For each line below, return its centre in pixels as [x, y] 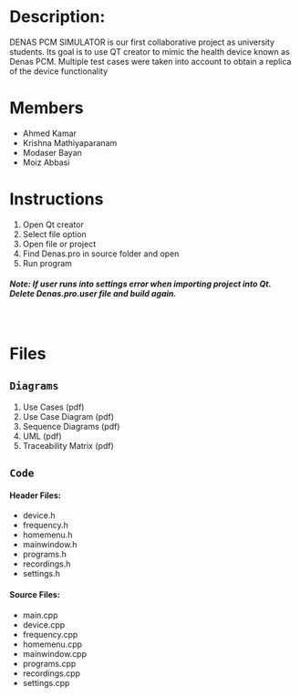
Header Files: [35, 495]
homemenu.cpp [52, 644]
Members [47, 108]
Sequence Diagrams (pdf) [71, 426]
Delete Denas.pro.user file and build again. [93, 294]
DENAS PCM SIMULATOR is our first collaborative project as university [142, 42]
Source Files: [35, 594]
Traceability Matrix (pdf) [68, 445]
